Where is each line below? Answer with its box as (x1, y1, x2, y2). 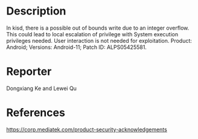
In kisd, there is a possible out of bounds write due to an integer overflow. (6, 24, 190, 31)
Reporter (6, 65, 52, 79)
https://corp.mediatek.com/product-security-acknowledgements (6, 126, 167, 133)
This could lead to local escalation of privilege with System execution (6, 30, 179, 37)
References (6, 106, 65, 120)
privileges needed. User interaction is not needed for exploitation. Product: (6, 37, 192, 44)
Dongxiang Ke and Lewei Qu (6, 85, 77, 92)
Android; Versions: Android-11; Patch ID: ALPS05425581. (6, 44, 147, 51)
